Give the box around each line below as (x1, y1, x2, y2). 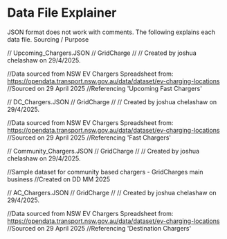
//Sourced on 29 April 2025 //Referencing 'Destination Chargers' (7, 224, 192, 232)
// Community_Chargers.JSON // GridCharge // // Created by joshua (7, 147, 199, 155)
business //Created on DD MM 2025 (7, 175, 111, 183)
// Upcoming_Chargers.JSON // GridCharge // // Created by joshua (7, 49, 197, 57)
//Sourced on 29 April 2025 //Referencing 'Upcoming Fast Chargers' (7, 84, 203, 92)
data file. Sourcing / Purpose (7, 35, 89, 43)
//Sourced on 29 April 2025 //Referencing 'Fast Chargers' (7, 133, 172, 142)
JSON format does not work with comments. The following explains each (7, 28, 216, 36)
